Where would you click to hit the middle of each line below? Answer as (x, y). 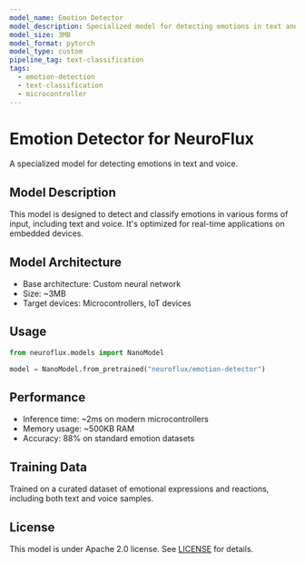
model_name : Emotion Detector (67, 18)
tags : (20, 69)
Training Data (49, 467)
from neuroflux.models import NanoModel (87, 352)
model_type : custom (46, 52)
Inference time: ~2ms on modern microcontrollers (115, 420)
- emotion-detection (56, 77)
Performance (48, 397)
